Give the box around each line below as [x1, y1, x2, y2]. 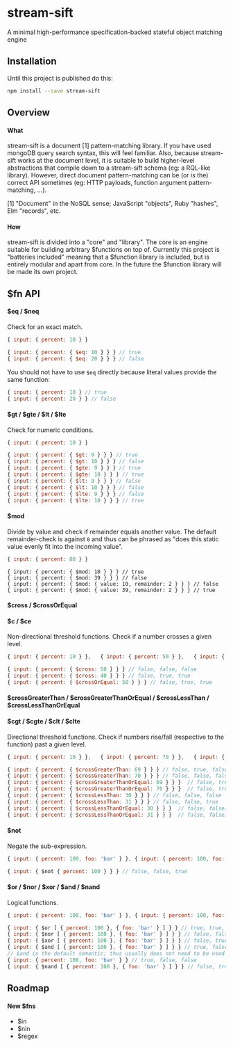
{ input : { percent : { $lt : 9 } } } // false [7, 477, 141, 484]
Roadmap [7, 982, 50, 994]
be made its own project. [7, 268, 78, 276]
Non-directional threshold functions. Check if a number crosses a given [7, 632, 212, 641]
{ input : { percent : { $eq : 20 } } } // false [7, 355, 144, 362]
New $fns [7, 1002, 36, 1010]
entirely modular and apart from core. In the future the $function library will [7, 260, 222, 269]
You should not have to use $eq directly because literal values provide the [7, 367, 217, 376]
